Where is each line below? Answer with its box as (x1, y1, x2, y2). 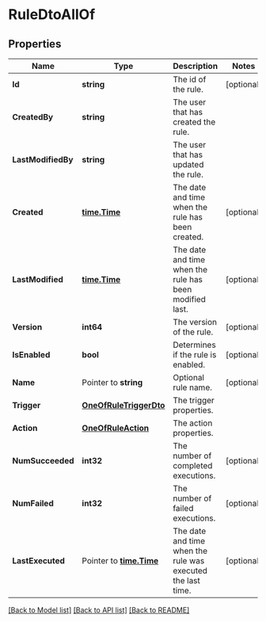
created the (173, 116, 216, 128)
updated (173, 159, 204, 170)
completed (173, 460, 213, 471)
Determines (173, 339, 216, 350)
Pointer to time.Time (82, 555, 159, 566)
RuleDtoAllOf (8, 6, 96, 24)
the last (173, 575, 200, 586)
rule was (173, 555, 205, 566)
